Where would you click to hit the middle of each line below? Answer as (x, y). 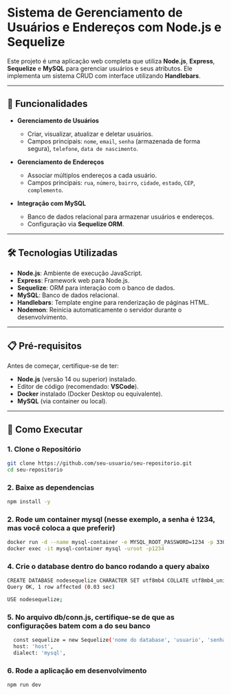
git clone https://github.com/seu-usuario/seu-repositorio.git (100, 463)
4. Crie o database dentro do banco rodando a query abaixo (108, 566)
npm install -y (29, 502)
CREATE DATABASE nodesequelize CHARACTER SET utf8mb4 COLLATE (98, 581)
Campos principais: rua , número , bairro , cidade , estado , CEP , (111, 182)
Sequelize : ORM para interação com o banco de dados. (96, 288)
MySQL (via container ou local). (62, 401)
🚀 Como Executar (45, 429)
